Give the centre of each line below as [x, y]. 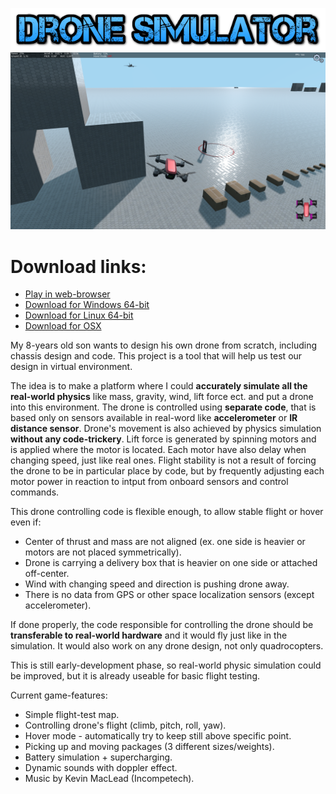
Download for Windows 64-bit [87, 305]
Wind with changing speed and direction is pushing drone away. [157, 584]
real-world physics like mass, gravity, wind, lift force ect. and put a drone [162, 397]
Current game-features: [59, 695]
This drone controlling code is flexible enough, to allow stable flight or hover [167, 512]
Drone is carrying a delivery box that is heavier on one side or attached [171, 563]
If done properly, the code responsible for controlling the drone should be [162, 625]
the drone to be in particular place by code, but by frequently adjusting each [167, 471]
